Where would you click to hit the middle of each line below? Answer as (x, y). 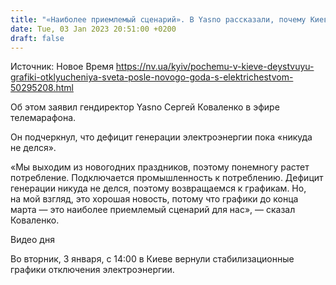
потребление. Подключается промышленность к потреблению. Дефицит (167, 178)
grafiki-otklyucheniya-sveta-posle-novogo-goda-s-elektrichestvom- (152, 77)
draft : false (37, 38)
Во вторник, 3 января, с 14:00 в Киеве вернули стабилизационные (152, 259)
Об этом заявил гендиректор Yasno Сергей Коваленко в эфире (145, 107)
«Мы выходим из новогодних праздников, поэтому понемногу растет (160, 167)
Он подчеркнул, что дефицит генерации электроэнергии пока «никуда (161, 137)
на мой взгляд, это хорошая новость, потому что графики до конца (154, 199)
